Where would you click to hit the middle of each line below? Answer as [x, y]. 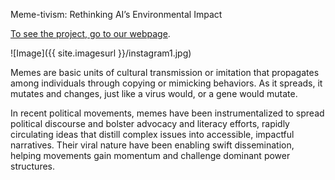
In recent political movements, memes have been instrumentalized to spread [167, 113]
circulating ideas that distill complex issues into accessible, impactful [152, 134]
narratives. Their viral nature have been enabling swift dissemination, [152, 145]
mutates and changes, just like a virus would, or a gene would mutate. [154, 93]
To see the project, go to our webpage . [90, 33]
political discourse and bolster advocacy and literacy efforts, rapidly [150, 123]
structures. [32, 166]
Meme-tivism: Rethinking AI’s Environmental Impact [116, 14]
